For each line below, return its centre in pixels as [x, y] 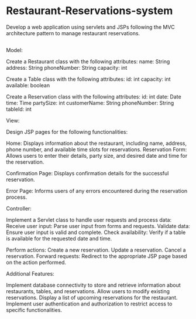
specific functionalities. [34, 310]
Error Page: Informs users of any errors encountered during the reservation [97, 191]
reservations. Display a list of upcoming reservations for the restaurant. [92, 298]
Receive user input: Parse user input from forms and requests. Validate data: [98, 226]
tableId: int [19, 109]
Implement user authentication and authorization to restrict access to [89, 304]
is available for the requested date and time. [59, 239]
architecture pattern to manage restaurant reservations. [73, 33]
